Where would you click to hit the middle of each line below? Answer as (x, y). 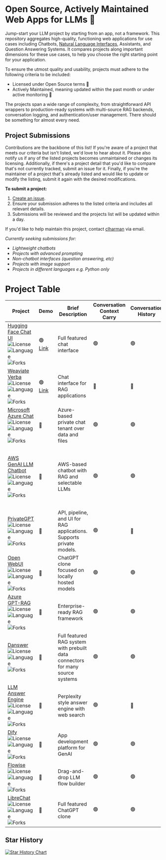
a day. (19, 219)
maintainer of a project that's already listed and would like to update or (77, 174)
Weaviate (19, 371)
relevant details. (29, 208)
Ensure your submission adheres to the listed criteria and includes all (82, 203)
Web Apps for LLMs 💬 (50, 20)
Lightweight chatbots (34, 248)
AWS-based (72, 464)
